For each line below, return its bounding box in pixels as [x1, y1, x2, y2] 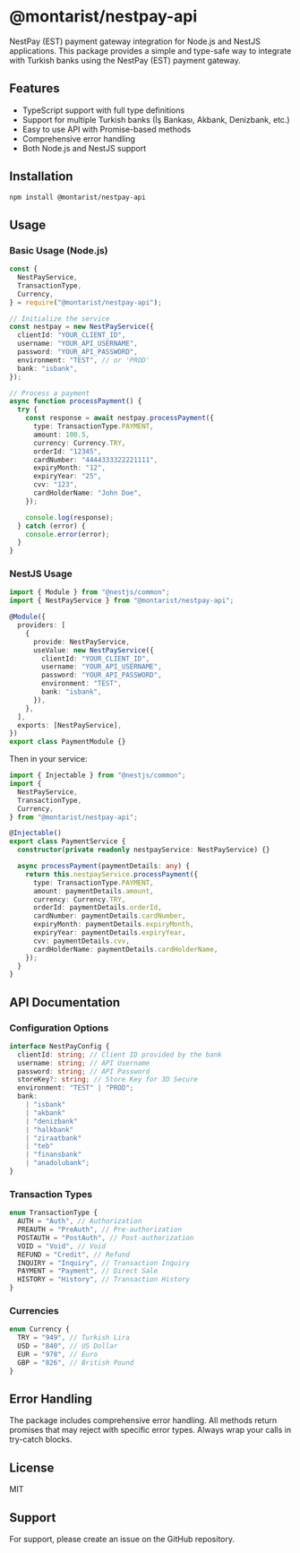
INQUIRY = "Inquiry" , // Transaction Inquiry [17, 1258, 191, 1267]
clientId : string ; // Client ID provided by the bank [17, 1050, 222, 1059]
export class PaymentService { [9, 837, 126, 846]
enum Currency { [9, 1324, 70, 1334]
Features [9, 81, 60, 96]
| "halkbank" [25, 1125, 74, 1135]
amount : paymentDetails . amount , [32, 886, 154, 895]
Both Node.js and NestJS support [21, 142, 147, 153]
